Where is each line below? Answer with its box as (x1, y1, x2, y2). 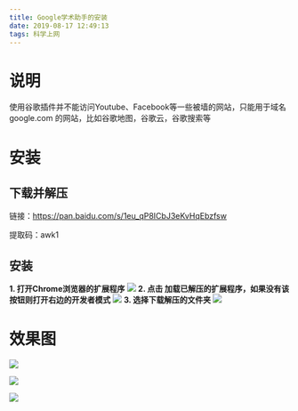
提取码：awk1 (9, 230, 60, 240)
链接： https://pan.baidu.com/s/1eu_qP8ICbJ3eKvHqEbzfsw (9, 211, 227, 222)
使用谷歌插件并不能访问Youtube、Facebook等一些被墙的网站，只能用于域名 (9, 101, 286, 112)
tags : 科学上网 (9, 29, 60, 38)
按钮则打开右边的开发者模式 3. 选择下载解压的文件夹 (9, 294, 212, 305)
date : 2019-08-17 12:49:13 (9, 21, 109, 30)
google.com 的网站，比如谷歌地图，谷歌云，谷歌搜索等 (9, 113, 212, 124)
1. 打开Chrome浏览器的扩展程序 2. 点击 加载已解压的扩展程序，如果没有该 (9, 284, 290, 294)
